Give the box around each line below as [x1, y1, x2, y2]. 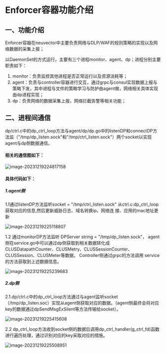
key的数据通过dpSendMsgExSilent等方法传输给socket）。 [5, 306, 121, 312]
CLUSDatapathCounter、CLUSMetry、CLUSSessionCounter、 [5, 246, 132, 252]
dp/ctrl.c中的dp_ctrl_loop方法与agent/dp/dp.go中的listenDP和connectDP [5, 128, 153, 133]
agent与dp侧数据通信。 [5, 140, 53, 146]
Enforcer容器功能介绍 [5, 4, 94, 16]
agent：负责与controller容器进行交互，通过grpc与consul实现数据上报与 [12, 80, 158, 85]
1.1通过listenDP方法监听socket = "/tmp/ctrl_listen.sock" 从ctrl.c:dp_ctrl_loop [5, 201, 159, 207]
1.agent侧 [5, 188, 26, 194]
